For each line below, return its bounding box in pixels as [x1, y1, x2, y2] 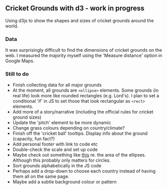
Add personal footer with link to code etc [12, 141, 98, 147]
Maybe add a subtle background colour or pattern [12, 179, 117, 185]
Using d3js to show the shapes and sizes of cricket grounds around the [5, 17, 154, 23]
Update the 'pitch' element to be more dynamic [12, 120, 111, 126]
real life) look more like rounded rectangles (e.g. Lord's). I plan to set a [12, 93, 159, 99]
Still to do [5, 70, 29, 78]
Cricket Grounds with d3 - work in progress [5, 4, 145, 13]
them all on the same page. [12, 173, 70, 179]
